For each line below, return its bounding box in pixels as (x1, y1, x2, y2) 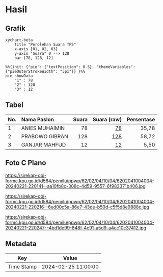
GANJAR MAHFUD (21, 141, 66, 148)
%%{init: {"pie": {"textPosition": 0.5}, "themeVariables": (5, 65, 136, 70)
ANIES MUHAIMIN (21, 124, 65, 132)
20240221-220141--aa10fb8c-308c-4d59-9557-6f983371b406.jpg (5, 183, 146, 189)
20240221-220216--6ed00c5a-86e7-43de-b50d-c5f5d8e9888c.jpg (5, 204, 149, 210)
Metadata (5, 240, 37, 248)
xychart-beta (5, 37, 33, 42)
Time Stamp (8, 263, 37, 270)
